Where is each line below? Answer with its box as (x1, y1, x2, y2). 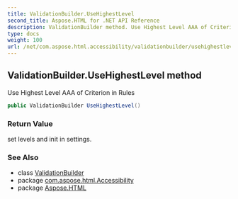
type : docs (7, 30, 40, 38)
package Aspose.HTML (17, 183, 87, 192)
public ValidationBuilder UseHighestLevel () (7, 102, 141, 109)
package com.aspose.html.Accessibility (17, 176, 135, 185)
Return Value (7, 118, 53, 128)
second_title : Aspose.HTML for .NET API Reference (7, 17, 160, 24)
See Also (7, 152, 39, 162)
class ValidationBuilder (17, 169, 84, 177)
